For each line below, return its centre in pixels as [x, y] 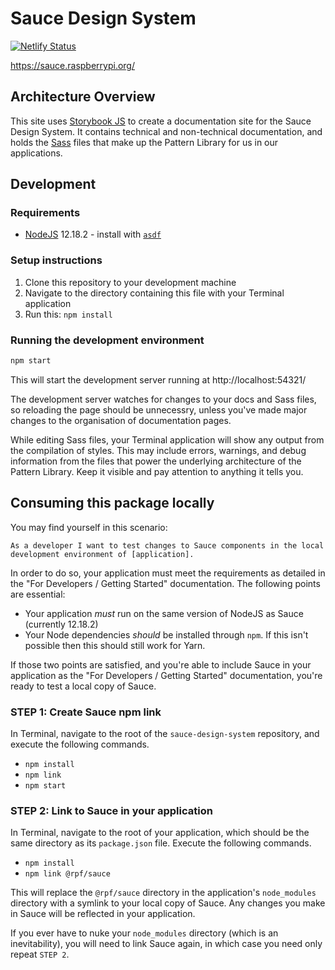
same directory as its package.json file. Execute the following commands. [161, 843]
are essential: [38, 594]
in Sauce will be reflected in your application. [103, 914]
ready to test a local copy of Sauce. [83, 686]
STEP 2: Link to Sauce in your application [111, 810]
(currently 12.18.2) [61, 624]
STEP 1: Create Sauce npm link [86, 712]
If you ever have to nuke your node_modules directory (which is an [144, 933]
